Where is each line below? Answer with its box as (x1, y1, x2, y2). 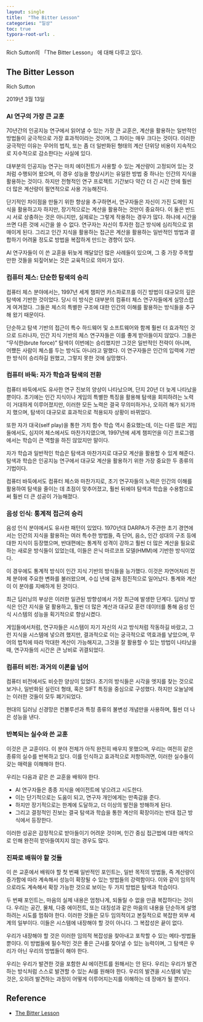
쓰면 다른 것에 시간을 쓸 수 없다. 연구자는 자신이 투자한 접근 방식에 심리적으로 (6, 221, 187, 228)
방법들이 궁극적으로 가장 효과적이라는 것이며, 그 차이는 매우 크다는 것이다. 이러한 (6, 135, 196, 142)
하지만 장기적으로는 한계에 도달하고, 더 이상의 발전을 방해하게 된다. (15, 801, 172, 809)
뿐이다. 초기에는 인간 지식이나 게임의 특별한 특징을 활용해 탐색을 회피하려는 (6, 393, 183, 400)
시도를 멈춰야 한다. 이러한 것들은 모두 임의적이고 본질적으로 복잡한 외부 (22, 912, 189, 919)
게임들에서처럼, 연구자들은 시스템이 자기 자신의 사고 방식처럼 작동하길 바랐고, (6, 624, 188, 631)
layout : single (6, 8, 45, 15)
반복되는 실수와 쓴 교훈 (6, 730, 68, 739)
